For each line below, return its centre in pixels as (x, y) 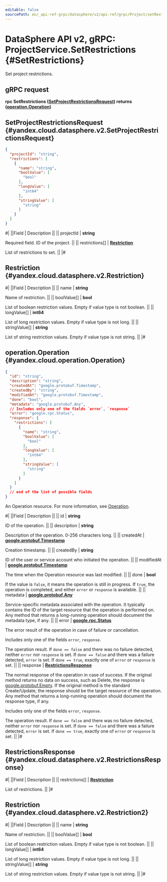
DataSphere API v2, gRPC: (60, 39)
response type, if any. (27, 701)
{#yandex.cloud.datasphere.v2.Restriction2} (77, 813)
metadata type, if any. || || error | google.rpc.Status (58, 621)
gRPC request (27, 89)
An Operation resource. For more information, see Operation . (68, 506)
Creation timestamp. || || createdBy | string (49, 550)
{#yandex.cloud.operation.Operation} (65, 361)
